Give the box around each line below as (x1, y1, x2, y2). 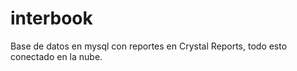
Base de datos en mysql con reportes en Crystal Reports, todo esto (10, 40, 288, 52)
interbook (10, 7, 93, 30)
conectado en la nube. (10, 50, 103, 62)
